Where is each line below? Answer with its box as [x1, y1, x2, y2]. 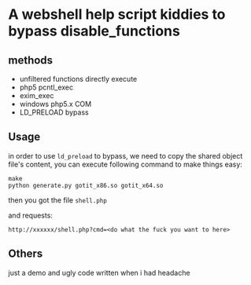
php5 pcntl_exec [19, 82, 73, 92]
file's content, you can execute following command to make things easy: [8, 159, 242, 169]
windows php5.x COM [19, 100, 92, 108]
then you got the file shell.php [8, 195, 108, 205]
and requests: [8, 210, 54, 220]
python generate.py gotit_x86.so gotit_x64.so [8, 181, 164, 189]
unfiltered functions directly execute [19, 75, 138, 83]
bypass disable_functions [8, 22, 181, 40]
